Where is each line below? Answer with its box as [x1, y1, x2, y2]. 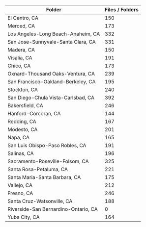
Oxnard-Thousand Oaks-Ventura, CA [7, 71, 95, 77]
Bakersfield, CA [7, 102, 43, 109]
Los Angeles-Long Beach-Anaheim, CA [7, 30, 100, 37]
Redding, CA [7, 118, 37, 125]
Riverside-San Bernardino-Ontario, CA [7, 206, 98, 212]
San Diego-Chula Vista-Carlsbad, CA [7, 94, 95, 101]
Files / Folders [105, 6, 139, 13]
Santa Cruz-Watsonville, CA [7, 198, 73, 204]
